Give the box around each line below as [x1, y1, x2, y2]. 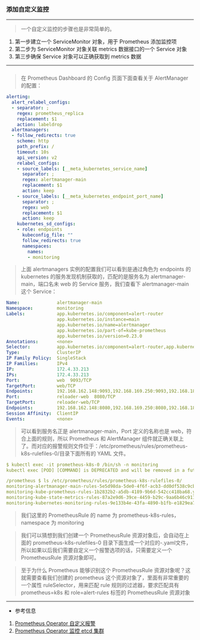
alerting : [6, 94, 31, 100]
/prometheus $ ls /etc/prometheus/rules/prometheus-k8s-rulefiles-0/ [6, 478, 183, 484]
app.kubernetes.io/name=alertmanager [57, 322, 151, 328]
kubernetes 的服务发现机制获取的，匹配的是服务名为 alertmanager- [20, 273, 186, 280]
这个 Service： [20, 288, 57, 295]
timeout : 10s [17, 149, 49, 155]
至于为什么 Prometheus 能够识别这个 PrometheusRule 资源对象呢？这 [20, 566, 191, 573]
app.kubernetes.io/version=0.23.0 [57, 333, 143, 339]
